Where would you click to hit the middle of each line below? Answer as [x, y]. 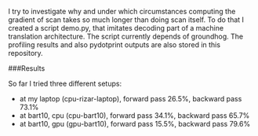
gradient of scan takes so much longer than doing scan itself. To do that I [126, 20]
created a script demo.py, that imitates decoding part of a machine [116, 28]
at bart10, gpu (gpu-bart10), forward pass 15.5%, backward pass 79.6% [135, 124]
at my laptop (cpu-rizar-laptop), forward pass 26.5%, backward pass [131, 99]
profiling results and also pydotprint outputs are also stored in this [114, 45]
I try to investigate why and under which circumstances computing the [122, 11]
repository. [25, 53]
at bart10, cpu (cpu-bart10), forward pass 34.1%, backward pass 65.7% [134, 116]
